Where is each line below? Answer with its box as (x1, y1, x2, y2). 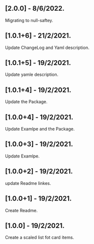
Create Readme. (5, 207, 38, 213)
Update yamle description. (5, 71, 59, 78)
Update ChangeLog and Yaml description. (5, 44, 90, 50)
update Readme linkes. (5, 180, 51, 186)
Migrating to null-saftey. (5, 17, 53, 23)
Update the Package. (5, 99, 48, 105)
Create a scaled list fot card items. (5, 235, 74, 241)
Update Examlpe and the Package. (5, 126, 75, 132)
